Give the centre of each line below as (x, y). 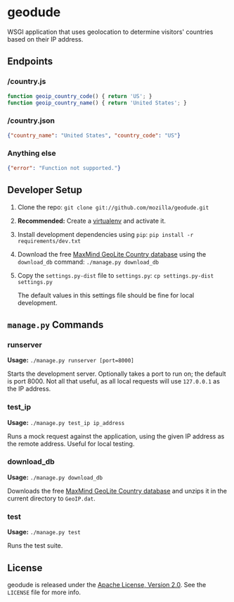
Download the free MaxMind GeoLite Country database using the (112, 254)
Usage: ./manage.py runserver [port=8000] (71, 360)
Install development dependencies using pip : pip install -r (105, 234)
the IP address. (29, 389)
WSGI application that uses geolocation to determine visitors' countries (110, 32)
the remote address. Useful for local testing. (71, 443)
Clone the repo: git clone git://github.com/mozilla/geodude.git (113, 207)
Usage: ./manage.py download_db (55, 477)
